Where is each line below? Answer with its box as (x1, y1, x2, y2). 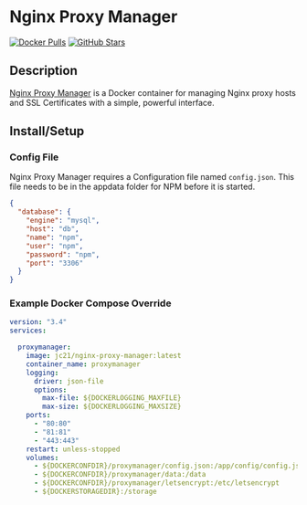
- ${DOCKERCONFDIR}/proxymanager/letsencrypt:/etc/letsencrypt (33, 479, 281, 488)
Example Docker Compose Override (9, 297, 172, 310)
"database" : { (17, 207, 71, 216)
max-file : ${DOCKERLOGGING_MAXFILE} (42, 394, 182, 403)
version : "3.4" (9, 318, 68, 327)
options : (33, 385, 68, 395)
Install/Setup (9, 123, 85, 139)
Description (9, 63, 78, 79)
